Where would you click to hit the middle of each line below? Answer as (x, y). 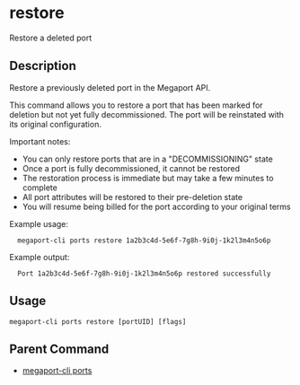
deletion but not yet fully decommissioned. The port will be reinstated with (147, 114)
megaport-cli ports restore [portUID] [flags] (98, 321)
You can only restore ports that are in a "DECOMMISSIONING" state (148, 159)
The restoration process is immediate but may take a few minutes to (148, 178)
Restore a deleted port (51, 38)
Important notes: (40, 141)
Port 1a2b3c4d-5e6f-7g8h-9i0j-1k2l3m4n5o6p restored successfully (144, 273)
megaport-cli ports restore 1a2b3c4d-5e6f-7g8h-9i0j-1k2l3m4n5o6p (144, 241)
